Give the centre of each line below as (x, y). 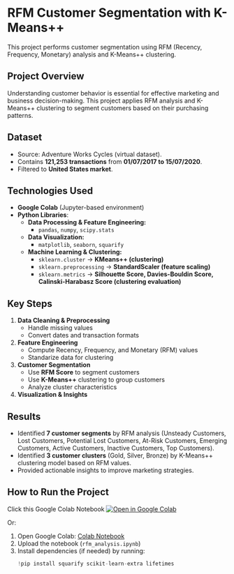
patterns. (20, 115)
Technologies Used (50, 191)
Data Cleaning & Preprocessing (64, 320)
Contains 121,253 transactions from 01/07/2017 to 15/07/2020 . (110, 161)
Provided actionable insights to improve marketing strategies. (105, 470)
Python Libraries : (43, 215)
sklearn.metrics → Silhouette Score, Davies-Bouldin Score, (126, 274)
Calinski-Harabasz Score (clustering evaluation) (110, 282)
